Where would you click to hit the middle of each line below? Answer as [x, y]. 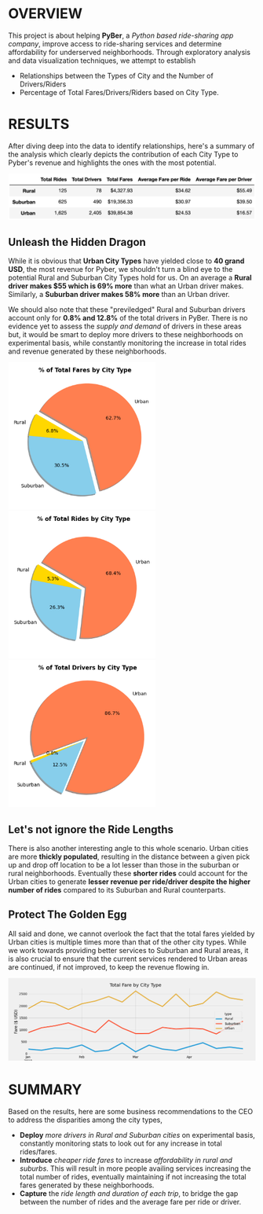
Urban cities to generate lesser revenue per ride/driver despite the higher [130, 882]
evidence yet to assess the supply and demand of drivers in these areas [125, 326]
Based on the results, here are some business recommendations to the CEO [131, 1111]
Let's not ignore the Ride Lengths [91, 829]
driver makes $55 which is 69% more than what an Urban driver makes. [126, 286]
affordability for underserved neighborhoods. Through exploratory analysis [130, 52]
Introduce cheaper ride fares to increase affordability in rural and [126, 1160]
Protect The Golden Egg [68, 915]
